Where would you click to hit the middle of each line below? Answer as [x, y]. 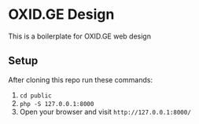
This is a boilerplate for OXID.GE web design [80, 36]
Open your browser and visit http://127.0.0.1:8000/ [105, 111]
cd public [36, 96]
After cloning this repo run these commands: [81, 79]
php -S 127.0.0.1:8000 [57, 104]
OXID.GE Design [61, 15]
